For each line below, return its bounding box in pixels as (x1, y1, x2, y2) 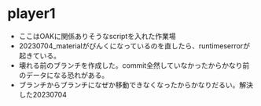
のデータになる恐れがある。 (18, 70, 109, 79)
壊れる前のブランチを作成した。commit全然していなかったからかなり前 (18, 60, 250, 70)
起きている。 (18, 51, 61, 60)
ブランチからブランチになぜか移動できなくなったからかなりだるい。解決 (18, 79, 253, 90)
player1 (7, 5, 56, 23)
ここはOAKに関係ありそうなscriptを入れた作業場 (18, 31, 176, 41)
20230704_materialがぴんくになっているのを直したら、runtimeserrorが (18, 41, 251, 51)
